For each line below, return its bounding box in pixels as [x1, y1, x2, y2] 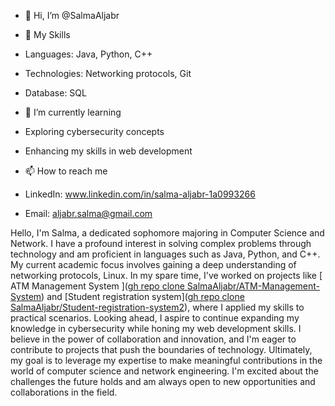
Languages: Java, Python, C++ [24, 48, 153, 60]
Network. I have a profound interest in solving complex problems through [10, 238, 312, 249]
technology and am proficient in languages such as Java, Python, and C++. [10, 248, 321, 260]
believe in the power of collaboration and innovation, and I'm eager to [10, 333, 297, 345]
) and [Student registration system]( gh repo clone [41, 291, 245, 302]
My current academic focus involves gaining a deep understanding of [10, 259, 297, 270]
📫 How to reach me [24, 165, 108, 177]
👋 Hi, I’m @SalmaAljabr [24, 10, 120, 21]
